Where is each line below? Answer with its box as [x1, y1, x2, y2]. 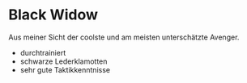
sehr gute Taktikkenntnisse [19, 64, 111, 74]
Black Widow [8, 6, 99, 24]
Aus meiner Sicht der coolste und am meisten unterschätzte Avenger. [8, 32, 240, 42]
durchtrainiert [19, 48, 66, 57]
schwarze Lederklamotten [19, 56, 108, 66]
